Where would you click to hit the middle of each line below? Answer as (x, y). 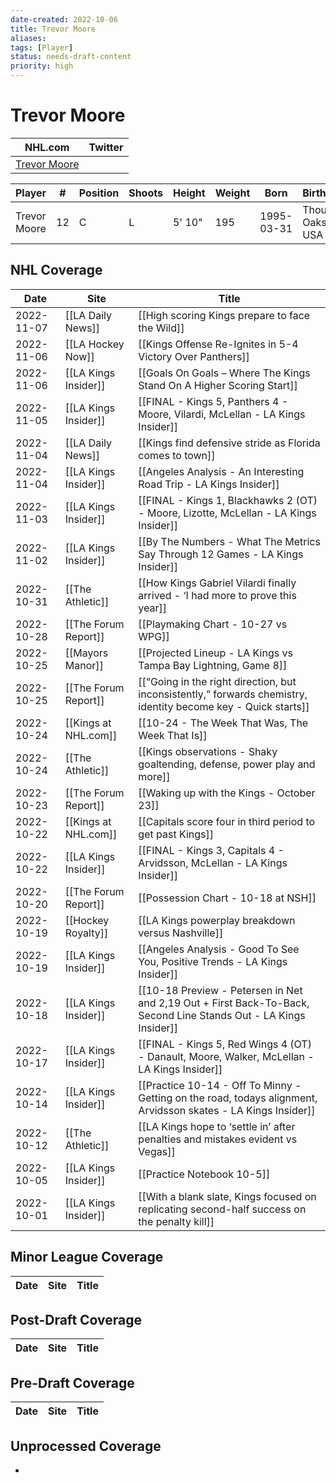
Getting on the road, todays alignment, (228, 1098)
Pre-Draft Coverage (72, 1382)
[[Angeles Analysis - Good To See (219, 949)
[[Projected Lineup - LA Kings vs (215, 653)
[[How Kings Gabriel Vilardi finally (217, 583)
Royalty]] (86, 933)
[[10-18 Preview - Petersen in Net (220, 990)
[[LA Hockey (94, 344)
